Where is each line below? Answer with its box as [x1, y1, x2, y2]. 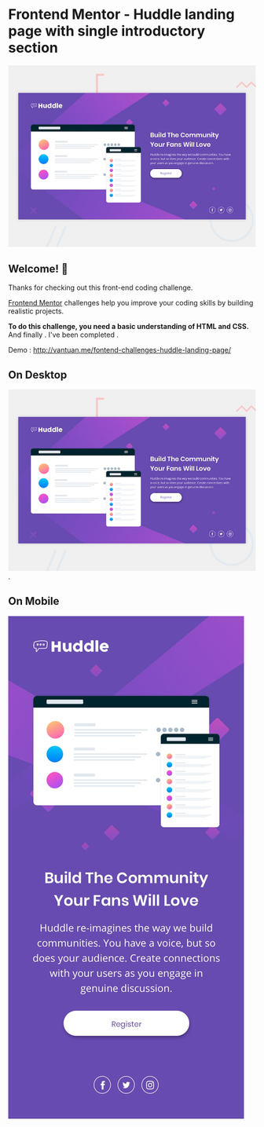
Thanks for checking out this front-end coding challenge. [8, 283, 193, 292]
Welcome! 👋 [8, 262, 68, 276]
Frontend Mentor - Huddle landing [8, 5, 235, 24]
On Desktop [8, 368, 68, 382]
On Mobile [8, 595, 60, 608]
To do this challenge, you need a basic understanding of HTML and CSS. [8, 322, 249, 331]
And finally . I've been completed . [8, 330, 119, 339]
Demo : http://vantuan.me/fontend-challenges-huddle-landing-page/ [8, 346, 232, 355]
